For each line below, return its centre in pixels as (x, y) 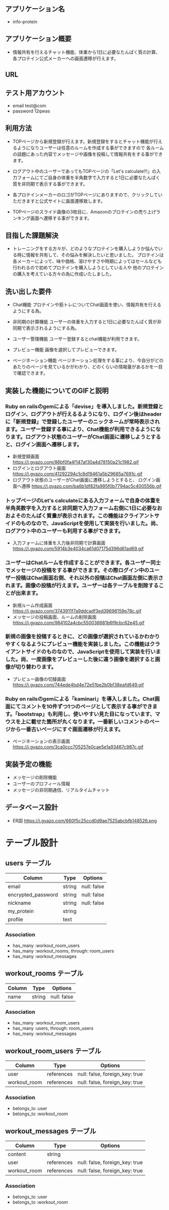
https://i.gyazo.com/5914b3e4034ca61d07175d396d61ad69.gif (78, 548)
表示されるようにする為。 (52, 328)
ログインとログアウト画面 (39, 468)
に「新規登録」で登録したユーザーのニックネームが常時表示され (82, 421)
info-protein (25, 21)
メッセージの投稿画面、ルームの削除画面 (54, 617)
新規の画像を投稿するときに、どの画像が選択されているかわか (80, 637)
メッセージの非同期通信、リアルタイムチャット (61, 790)
